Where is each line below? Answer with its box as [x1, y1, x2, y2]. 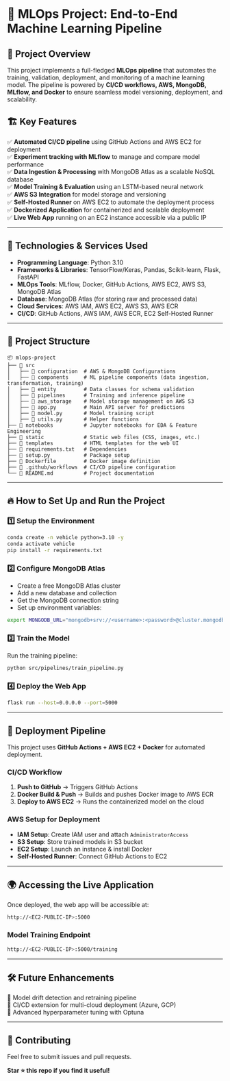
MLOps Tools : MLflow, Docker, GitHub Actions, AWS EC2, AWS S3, [16, 280, 207, 288]
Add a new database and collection [16, 589, 117, 597]
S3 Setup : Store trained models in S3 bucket [16, 837, 143, 845]
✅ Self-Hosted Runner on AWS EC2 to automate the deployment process [7, 198, 215, 206]
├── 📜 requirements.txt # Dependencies [7, 446, 127, 453]
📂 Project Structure [7, 336, 90, 347]
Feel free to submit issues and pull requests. [7, 1053, 132, 1061]
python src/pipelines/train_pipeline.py [7, 664, 125, 672]
